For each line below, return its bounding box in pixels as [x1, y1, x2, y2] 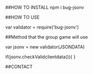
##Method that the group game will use [5, 34, 88, 40]
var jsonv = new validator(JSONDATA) [5, 44, 85, 50]
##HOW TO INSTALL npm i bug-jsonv [5, 5, 84, 10]
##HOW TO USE [5, 14, 40, 20]
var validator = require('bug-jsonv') [5, 24, 79, 30]
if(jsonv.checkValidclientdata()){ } [5, 54, 76, 60]
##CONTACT [5, 64, 33, 69]
